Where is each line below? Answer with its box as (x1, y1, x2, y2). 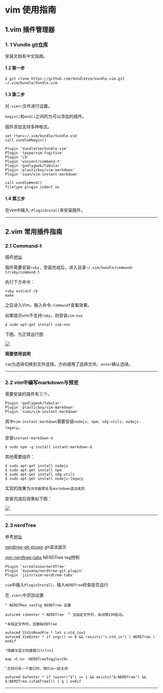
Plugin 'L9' (5, 155, 29, 160)
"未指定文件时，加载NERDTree (5, 621, 57, 626)
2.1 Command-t (5, 242, 42, 249)
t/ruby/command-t (5, 270, 40, 275)
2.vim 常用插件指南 (5, 227, 63, 236)
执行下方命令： (5, 279, 35, 285)
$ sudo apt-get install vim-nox (5, 322, 70, 327)
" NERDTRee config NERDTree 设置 (5, 602, 71, 608)
